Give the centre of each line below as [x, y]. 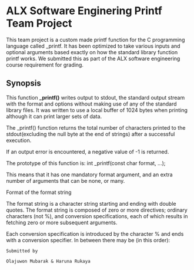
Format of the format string [39, 192]
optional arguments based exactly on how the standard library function [92, 52]
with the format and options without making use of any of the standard [92, 104]
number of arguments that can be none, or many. [66, 180]
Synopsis [24, 83]
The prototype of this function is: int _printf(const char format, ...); [86, 163]
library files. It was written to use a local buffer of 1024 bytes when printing [97, 110]
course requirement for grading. [45, 65]
